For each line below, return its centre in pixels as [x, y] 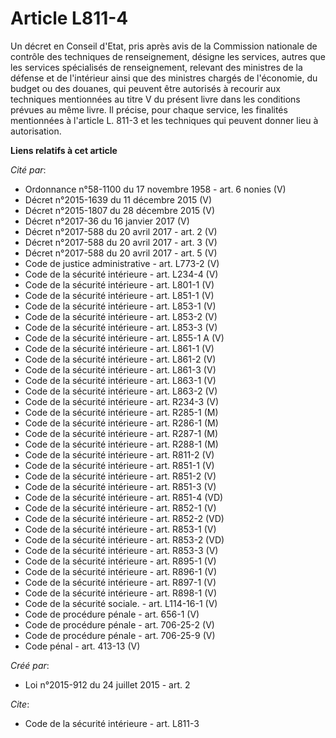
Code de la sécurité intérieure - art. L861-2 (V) [120, 359]
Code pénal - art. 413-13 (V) [82, 646]
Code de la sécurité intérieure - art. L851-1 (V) [119, 295]
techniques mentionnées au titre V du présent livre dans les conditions [155, 99]
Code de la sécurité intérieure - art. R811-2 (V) [119, 454]
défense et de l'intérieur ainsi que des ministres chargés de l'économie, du [164, 78]
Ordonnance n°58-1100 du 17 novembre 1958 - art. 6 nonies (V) [155, 189]
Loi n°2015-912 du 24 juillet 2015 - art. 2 [107, 684]
